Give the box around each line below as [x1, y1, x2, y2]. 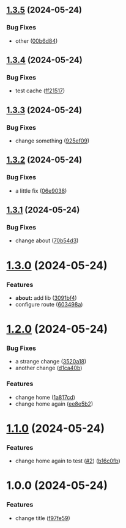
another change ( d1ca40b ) [15, 364, 83, 372]
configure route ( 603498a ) [15, 300, 83, 308]
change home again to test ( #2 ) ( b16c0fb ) [15, 457, 120, 464]
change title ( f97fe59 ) [15, 514, 70, 522]
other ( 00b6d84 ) [15, 37, 58, 45]
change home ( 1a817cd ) [15, 393, 75, 401]
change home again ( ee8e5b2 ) [15, 400, 94, 407]
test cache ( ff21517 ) [15, 87, 65, 94]
